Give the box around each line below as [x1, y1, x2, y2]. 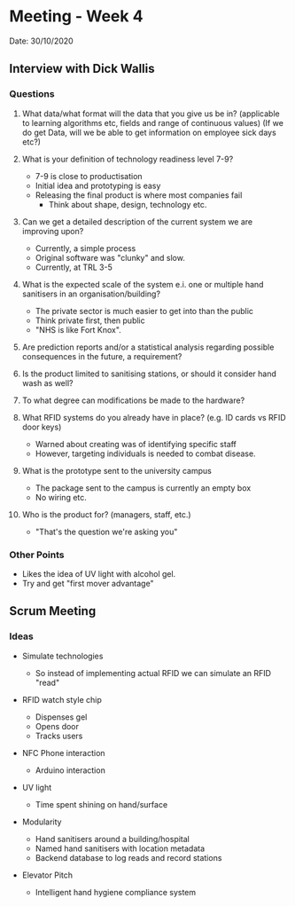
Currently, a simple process [35, 242, 136, 254]
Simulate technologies [21, 650, 104, 661]
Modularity [21, 816, 62, 827]
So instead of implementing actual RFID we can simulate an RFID [35, 667, 272, 678]
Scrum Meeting [9, 603, 97, 618]
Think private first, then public [35, 315, 145, 326]
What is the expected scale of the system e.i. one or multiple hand [21, 279, 264, 289]
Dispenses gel [35, 712, 88, 722]
